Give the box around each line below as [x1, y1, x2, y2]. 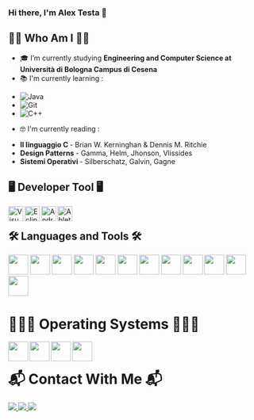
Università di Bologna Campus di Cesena [19, 64, 157, 74]
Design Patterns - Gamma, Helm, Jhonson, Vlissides [19, 148, 193, 158]
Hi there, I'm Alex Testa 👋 [8, 7, 107, 18]
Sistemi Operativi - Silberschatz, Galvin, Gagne [19, 156, 176, 166]
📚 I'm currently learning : [19, 73, 104, 82]
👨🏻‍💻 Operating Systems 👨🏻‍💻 [8, 315, 200, 333]
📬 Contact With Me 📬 [8, 370, 163, 388]
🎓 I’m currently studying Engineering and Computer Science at [19, 53, 232, 63]
